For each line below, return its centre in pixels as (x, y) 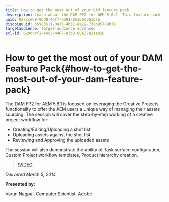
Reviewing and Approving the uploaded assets (61, 140)
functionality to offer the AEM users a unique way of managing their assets (83, 109)
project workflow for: (27, 120)
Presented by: (20, 184)
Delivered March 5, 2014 (31, 174)
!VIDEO (25, 165)
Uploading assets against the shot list (51, 135)
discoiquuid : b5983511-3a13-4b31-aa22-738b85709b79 (60, 24)
